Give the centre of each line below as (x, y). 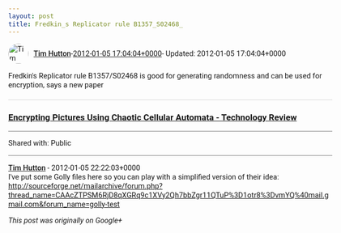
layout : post (31, 16)
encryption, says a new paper (56, 85)
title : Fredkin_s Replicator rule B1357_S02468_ (96, 24)
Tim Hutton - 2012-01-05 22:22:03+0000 (75, 168)
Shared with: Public (40, 144)
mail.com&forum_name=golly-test (64, 204)
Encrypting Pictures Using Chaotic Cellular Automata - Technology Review (153, 117)
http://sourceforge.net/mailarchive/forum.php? (85, 186)
